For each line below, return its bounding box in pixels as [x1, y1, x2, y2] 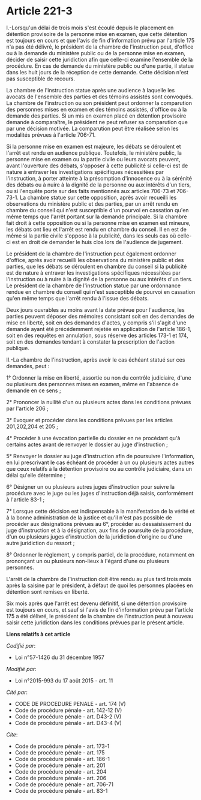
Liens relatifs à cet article [6, 630, 71, 637]
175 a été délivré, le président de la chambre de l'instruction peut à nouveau [6, 612, 194, 619]
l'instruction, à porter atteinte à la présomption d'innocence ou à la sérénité [6, 175, 192, 182]
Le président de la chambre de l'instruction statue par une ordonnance [6, 282, 181, 289]
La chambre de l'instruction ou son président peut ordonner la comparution [6, 99, 192, 106]
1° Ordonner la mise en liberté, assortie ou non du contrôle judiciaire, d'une [6, 374, 191, 381]
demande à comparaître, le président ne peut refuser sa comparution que [6, 118, 188, 125]
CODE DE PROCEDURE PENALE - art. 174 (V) [14, 700, 126, 707]
